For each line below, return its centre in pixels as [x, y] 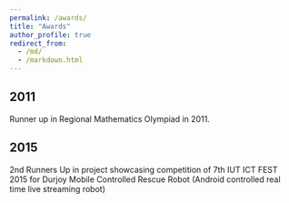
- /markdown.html [50, 60]
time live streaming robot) [58, 188]
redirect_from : [38, 43]
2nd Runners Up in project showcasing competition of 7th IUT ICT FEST [144, 169]
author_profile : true [50, 35]
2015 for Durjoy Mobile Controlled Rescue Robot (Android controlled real [145, 179]
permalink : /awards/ [49, 18]
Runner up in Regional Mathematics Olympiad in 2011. [110, 118]
